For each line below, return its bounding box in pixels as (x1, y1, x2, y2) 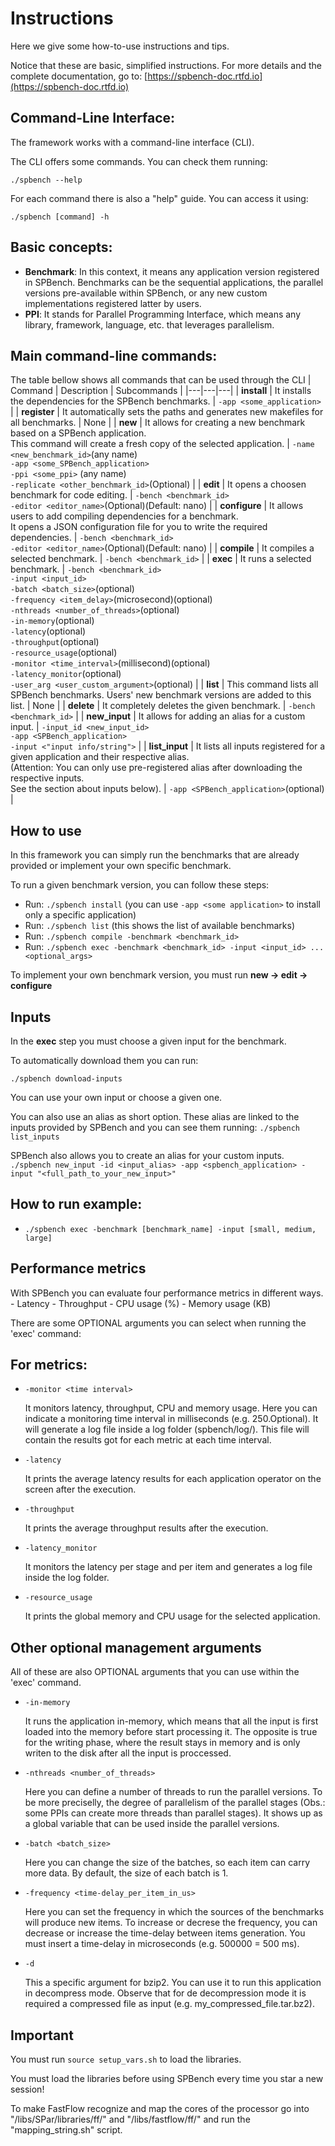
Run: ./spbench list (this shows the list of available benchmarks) (24, 920, 296, 932)
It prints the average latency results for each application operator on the (24, 1473, 322, 1485)
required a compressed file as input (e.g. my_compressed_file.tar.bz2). (24, 1998, 316, 2010)
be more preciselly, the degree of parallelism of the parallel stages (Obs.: (24, 1797, 326, 1809)
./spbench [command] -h (10, 212, 110, 222)
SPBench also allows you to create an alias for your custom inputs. (10, 1150, 285, 1161)
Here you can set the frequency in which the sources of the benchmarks (24, 1906, 325, 1918)
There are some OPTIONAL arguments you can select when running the (10, 1317, 307, 1329)
